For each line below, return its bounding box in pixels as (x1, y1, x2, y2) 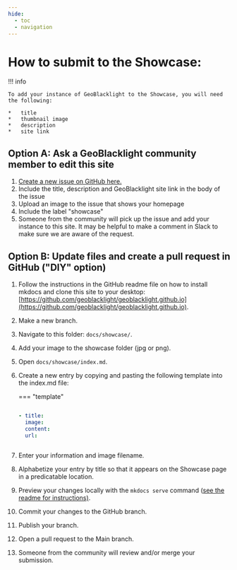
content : (25, 425, 51, 432)
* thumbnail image (8, 116, 69, 123)
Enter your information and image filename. (18, 451, 145, 460)
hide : (8, 10, 24, 18)
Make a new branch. (18, 316, 78, 325)
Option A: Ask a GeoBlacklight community (8, 147, 197, 159)
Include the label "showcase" (18, 207, 104, 216)
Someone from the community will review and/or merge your (18, 549, 195, 557)
